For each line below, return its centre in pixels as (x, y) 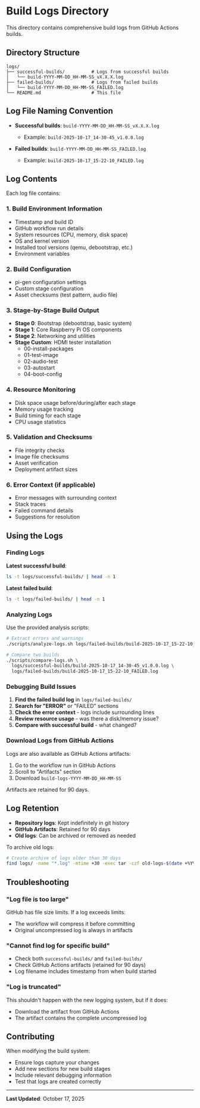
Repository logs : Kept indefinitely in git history (72, 823)
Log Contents (32, 178)
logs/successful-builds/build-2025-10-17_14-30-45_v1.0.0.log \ (93, 666)
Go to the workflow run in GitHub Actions (65, 765)
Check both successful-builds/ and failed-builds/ (79, 959)
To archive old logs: (30, 847)
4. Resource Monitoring (41, 390)
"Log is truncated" (34, 987)
